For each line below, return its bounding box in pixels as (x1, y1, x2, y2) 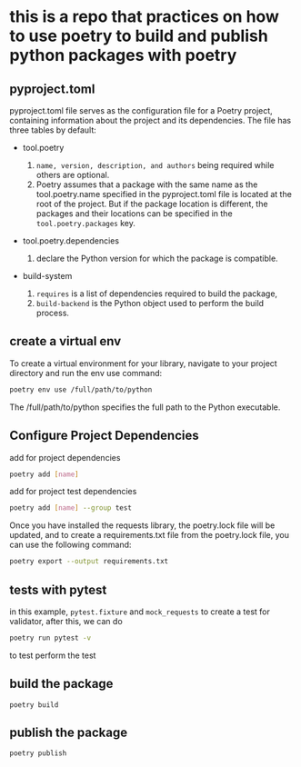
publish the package (9, 725, 128, 741)
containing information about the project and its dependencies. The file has (9, 115, 292, 125)
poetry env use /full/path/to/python (9, 384, 153, 394)
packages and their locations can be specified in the (35, 208, 234, 219)
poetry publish (9, 749, 67, 758)
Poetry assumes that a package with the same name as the (35, 179, 258, 190)
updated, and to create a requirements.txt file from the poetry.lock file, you (9, 530, 289, 541)
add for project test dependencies (9, 486, 137, 497)
